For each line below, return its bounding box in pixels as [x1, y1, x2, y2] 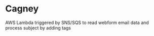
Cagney [5, 3, 39, 14]
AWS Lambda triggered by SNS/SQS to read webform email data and [5, 19, 149, 25]
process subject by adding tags [5, 24, 71, 30]
